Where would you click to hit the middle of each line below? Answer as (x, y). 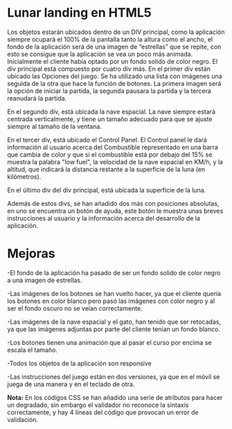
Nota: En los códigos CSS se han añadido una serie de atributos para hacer (115, 397)
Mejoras (31, 254)
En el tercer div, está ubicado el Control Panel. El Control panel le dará (107, 139)
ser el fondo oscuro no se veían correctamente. (75, 308)
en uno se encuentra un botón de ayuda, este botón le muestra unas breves (115, 211)
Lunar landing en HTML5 (79, 13)
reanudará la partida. (37, 98)
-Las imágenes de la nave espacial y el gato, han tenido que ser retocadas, (114, 322)
